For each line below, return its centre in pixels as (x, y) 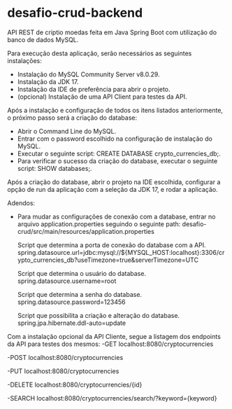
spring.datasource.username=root (67, 281)
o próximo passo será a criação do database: (72, 118)
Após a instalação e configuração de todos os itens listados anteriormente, (115, 110)
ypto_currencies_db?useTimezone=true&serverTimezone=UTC (108, 260)
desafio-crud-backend (75, 13)
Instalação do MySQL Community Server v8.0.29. (88, 74)
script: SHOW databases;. (55, 168)
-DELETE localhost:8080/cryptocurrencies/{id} (75, 384)
